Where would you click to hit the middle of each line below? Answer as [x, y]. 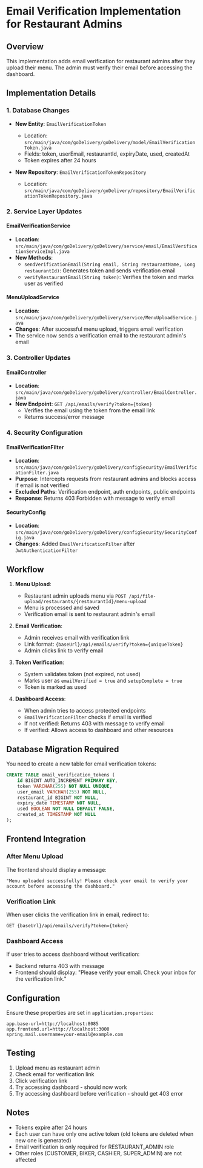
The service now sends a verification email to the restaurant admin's [101, 336]
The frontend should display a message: [57, 869]
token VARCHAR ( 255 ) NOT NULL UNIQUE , [65, 786]
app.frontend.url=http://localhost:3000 [58, 1029]
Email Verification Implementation [94, 11]
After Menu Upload [35, 857]
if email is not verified [42, 485]
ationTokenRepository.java [58, 196]
